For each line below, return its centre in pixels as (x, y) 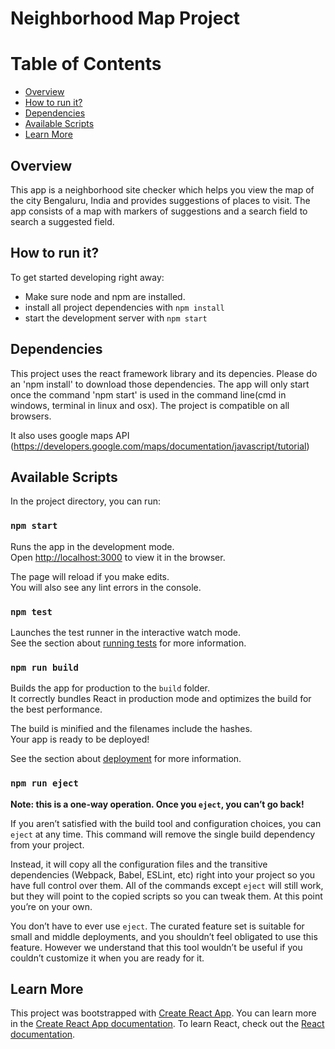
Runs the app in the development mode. (92, 546)
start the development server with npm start (116, 318)
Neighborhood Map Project (125, 18)
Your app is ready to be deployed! (80, 739)
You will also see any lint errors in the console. (106, 587)
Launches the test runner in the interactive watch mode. (126, 632)
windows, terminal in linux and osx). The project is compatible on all (150, 405)
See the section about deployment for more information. (126, 759)
